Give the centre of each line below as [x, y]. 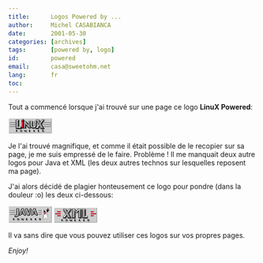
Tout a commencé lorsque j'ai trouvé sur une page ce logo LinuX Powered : [130, 107]
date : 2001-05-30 [47, 33]
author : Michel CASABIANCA [60, 25]
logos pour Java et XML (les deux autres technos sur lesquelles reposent [127, 163]
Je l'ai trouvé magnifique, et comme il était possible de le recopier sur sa [126, 145]
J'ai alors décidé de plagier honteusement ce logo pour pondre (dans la [125, 186]
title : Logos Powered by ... [65, 17]
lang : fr [33, 75]
